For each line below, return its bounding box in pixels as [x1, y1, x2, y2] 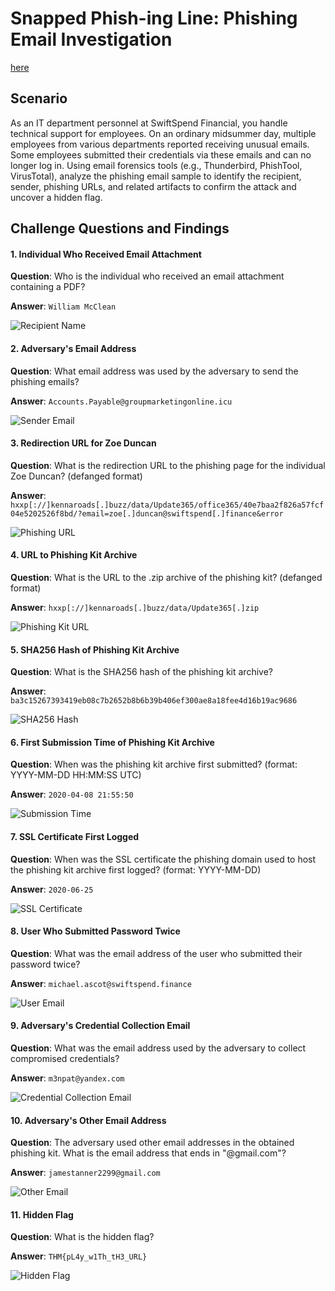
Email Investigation [10, 28, 173, 51]
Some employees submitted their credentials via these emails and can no [10, 148, 312, 161]
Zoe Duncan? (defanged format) [10, 470, 143, 482]
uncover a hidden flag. [10, 191, 103, 203]
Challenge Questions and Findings [10, 220, 230, 237]
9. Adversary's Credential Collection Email [10, 1020, 191, 1032]
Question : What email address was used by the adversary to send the [10, 365, 299, 377]
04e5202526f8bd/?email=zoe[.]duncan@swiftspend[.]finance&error [10, 508, 284, 519]
